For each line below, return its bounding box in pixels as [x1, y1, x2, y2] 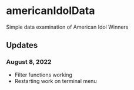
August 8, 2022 [6, 58, 52, 66]
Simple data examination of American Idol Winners [6, 23, 129, 30]
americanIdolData [6, 4, 95, 18]
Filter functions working [14, 71, 72, 78]
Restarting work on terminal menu [14, 77, 97, 84]
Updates [6, 40, 38, 50]
